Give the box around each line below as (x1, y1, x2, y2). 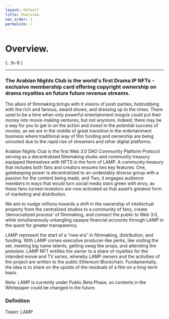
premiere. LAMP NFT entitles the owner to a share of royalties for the (5, 248, 148, 254)
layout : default (5, 7, 39, 13)
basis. (5, 270, 18, 276)
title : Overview (5, 12, 39, 17)
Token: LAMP (5, 308, 33, 315)
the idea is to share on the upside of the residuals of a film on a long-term (5, 264, 158, 270)
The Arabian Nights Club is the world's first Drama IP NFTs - (5, 77, 154, 84)
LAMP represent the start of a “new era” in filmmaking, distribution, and (5, 232, 153, 238)
